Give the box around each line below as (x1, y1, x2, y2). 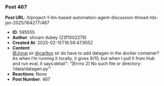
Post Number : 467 (12, 76, 51, 82)
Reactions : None (12, 71, 47, 77)
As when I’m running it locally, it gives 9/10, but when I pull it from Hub (12, 56, 155, 61)
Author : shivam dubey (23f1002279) (12, 34, 87, 40)
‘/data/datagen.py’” (12, 66, 52, 72)
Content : (12, 45, 31, 51)
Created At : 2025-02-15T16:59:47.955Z (12, 40, 93, 46)
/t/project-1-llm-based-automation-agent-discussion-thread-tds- (26, 15, 159, 21)
